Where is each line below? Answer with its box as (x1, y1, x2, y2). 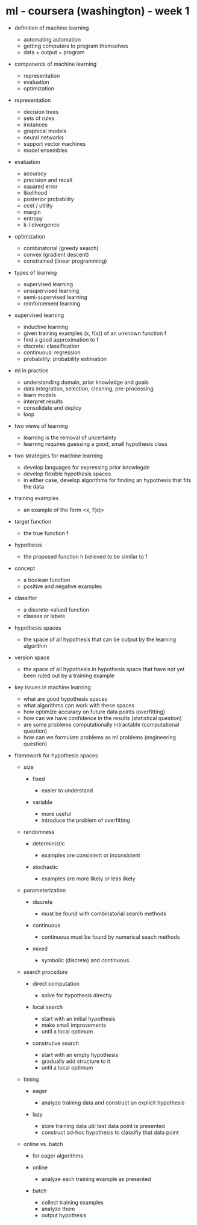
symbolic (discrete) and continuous (41, 956, 130, 963)
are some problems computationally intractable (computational (23, 721, 180, 728)
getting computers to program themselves (23, 42, 128, 49)
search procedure (23, 968, 68, 976)
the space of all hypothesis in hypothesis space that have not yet (23, 665, 185, 672)
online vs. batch (23, 1140, 63, 1147)
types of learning (14, 269, 57, 276)
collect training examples (41, 1198, 104, 1206)
